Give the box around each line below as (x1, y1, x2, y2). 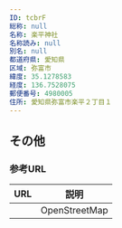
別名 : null (9, 47, 48, 56)
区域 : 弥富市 (9, 64, 52, 73)
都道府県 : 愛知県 (9, 55, 65, 64)
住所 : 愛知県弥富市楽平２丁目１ (9, 97, 112, 107)
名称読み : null (9, 38, 61, 48)
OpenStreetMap (40, 204, 108, 217)
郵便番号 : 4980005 (9, 89, 74, 98)
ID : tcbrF (9, 13, 47, 23)
